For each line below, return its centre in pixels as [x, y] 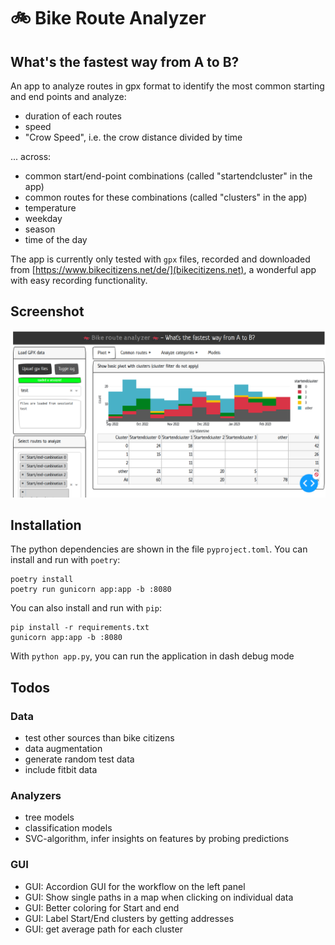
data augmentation [63, 749]
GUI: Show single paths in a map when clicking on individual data [159, 897]
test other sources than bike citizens [99, 738]
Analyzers [36, 795]
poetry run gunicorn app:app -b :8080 [91, 590]
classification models [68, 828]
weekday [43, 218]
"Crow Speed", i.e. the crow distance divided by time [133, 137]
